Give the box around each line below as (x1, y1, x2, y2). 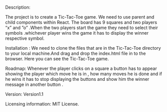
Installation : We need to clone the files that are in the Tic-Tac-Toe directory (5, 45, 161, 51)
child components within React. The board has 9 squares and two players (5, 20, 157, 25)
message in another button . (5, 81, 64, 87)
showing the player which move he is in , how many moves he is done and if (5, 71, 162, 77)
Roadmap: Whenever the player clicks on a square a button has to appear (5, 65, 157, 71)
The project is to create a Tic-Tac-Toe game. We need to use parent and (5, 14, 154, 20)
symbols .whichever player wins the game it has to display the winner (5, 30, 149, 36)
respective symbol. (5, 35, 45, 41)
